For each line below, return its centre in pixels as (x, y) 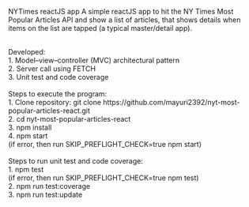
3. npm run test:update (45, 194)
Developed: (27, 52)
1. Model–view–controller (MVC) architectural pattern (94, 60)
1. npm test (26, 169)
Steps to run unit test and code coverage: (76, 161)
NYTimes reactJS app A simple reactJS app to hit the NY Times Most (121, 11)
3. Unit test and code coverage (58, 77)
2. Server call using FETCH (52, 69)
